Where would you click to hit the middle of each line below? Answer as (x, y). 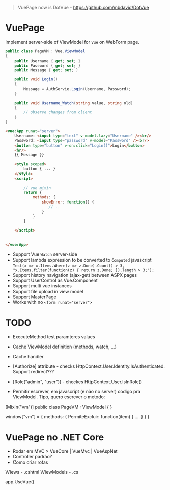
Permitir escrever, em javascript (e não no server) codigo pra (77, 391)
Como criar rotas (30, 462)
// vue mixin (37, 188)
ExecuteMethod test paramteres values (54, 337)
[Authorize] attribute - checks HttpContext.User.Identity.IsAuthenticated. (89, 366)
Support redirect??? (33, 371)
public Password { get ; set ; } (48, 66)
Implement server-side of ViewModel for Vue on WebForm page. (73, 42)
